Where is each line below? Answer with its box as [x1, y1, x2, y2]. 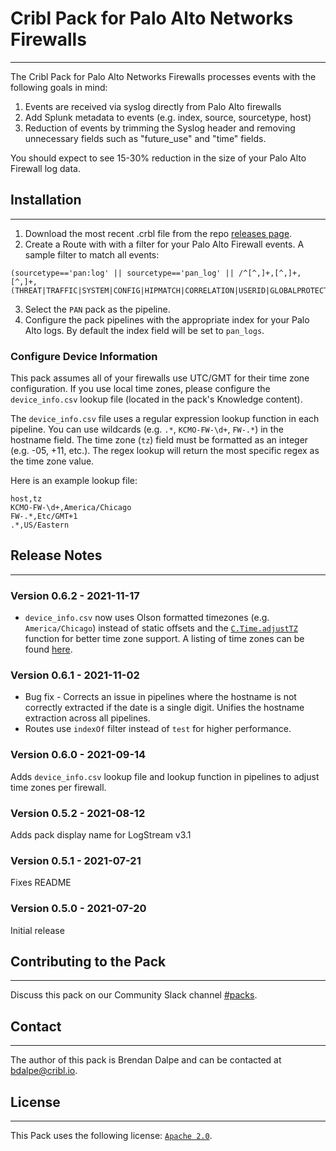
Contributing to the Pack [10, 953, 167, 971]
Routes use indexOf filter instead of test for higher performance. [24, 723, 292, 735]
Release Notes [10, 547, 103, 564]
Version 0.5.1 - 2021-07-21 [10, 853, 142, 867]
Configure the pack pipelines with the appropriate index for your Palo [24, 313, 310, 326]
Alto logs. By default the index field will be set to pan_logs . [24, 324, 265, 336]
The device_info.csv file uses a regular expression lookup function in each [10, 413, 320, 425]
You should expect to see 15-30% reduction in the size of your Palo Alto [10, 152, 307, 164]
